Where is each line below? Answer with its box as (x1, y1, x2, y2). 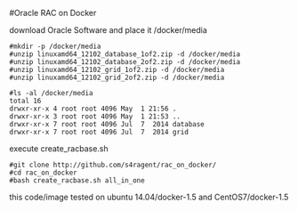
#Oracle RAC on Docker (9, 8, 97, 18)
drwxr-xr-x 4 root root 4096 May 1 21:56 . (9, 104, 177, 113)
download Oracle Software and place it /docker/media (9, 25, 207, 35)
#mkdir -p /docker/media (9, 42, 101, 51)
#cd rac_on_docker (9, 168, 77, 177)
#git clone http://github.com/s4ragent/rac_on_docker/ (9, 160, 217, 169)
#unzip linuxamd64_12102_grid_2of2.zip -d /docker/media (9, 73, 225, 82)
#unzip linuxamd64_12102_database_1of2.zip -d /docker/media (9, 50, 241, 59)
